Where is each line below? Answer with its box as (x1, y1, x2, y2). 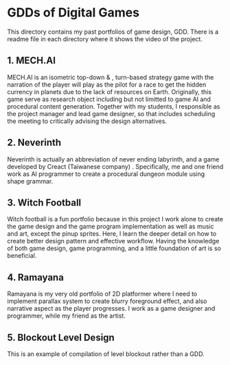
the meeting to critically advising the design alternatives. (7, 117, 167, 125)
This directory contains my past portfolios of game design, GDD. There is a (7, 27, 219, 36)
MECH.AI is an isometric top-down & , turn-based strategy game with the (7, 73, 214, 81)
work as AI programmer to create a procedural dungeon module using (7, 170, 205, 178)
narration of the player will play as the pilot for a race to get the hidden (7, 80, 207, 89)
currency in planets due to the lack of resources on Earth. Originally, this (7, 87, 211, 96)
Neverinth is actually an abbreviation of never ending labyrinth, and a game (7, 155, 220, 163)
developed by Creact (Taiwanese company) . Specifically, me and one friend (7, 162, 224, 170)
